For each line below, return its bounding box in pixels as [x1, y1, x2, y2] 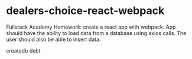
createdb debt [6, 47, 41, 54]
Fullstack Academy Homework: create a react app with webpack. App [6, 23, 176, 30]
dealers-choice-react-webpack [6, 4, 165, 18]
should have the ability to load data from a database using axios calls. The [6, 29, 187, 36]
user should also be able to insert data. [6, 36, 101, 43]
